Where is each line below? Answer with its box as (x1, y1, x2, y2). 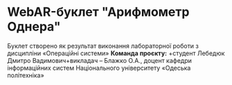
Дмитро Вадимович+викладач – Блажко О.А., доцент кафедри (7, 56, 193, 64)
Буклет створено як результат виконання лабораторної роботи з (7, 41, 199, 50)
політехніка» (7, 70, 45, 79)
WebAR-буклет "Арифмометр (7, 4, 190, 20)
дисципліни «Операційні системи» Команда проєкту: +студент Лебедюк (7, 49, 225, 57)
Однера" (7, 19, 61, 35)
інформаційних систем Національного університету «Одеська (7, 64, 191, 72)
